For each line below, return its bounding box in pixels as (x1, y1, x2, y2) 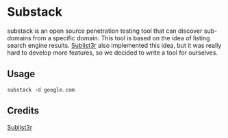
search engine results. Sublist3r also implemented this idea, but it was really (7, 41, 222, 49)
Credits (7, 105, 40, 117)
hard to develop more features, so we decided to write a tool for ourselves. (7, 49, 218, 57)
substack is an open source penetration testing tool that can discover (7, 27, 203, 35)
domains (7, 33, 32, 42)
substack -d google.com (7, 86, 75, 93)
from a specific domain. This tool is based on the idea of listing (33, 33, 210, 42)
